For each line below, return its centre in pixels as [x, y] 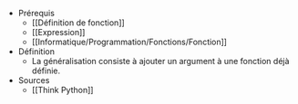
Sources [34, 80]
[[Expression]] [58, 32]
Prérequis [36, 13]
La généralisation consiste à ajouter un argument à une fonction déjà [160, 61]
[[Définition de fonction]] [78, 23]
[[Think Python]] [62, 90]
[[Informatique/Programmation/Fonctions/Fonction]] [129, 42]
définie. [46, 71]
